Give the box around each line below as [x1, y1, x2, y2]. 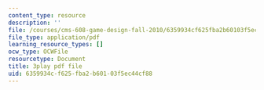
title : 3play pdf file [8, 63, 82, 70]
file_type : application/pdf [8, 33, 101, 41]
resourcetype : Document [8, 56, 86, 63]
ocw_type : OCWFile [8, 48, 68, 56]
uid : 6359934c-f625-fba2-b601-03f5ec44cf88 [8, 70, 153, 77]
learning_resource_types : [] [8, 41, 104, 49]
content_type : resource [8, 11, 86, 20]
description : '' [8, 19, 61, 27]
